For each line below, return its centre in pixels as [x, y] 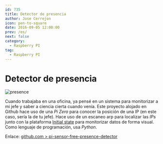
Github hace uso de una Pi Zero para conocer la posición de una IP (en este [81, 112]
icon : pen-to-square [26, 23]
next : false [17, 37]
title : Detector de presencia [36, 14]
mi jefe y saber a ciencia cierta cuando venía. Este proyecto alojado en [76, 107]
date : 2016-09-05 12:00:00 [32, 28]
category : [15, 41]
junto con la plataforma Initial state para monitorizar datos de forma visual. [80, 122]
